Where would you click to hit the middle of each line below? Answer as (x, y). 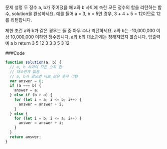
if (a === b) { (26, 86)
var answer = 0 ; (27, 81)
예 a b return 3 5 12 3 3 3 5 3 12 (37, 43)
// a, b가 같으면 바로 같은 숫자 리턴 (44, 76)
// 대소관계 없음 (25, 72)
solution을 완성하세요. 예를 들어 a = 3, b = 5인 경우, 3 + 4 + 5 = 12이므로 (83, 14)
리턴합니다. (21, 20)
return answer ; (26, 137)
